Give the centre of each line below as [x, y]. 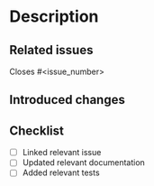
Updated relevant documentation [84, 163]
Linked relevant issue [62, 153]
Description [54, 17]
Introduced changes [68, 100]
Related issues [51, 50]
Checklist [37, 130]
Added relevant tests [61, 172]
